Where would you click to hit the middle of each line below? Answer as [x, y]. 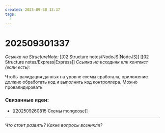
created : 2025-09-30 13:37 [33, 10]
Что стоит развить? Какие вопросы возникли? [54, 125]
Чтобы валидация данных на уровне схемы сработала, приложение [77, 77]
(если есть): [18, 67]
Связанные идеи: [27, 100]
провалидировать [24, 87]
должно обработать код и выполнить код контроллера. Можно [71, 82]
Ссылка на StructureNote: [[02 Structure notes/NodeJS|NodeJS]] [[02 [77, 57]
